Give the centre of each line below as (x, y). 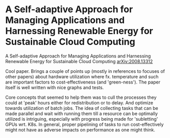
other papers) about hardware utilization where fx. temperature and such (82, 76)
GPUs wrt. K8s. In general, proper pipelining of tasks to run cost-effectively (84, 124)
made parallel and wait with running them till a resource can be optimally (82, 114)
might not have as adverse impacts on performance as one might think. (80, 130)
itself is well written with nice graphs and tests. (55, 87)
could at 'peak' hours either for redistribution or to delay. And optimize (79, 102)
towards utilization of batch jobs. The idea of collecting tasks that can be (82, 108)
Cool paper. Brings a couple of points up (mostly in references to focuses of (85, 71)
